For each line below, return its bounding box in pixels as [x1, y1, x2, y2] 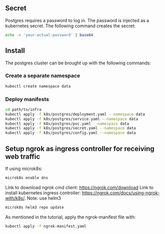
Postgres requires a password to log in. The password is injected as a [5, 17, 149, 23]
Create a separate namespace [5, 72, 80, 80]
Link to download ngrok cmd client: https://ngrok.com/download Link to [5, 184, 154, 190]
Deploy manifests [5, 96, 49, 103]
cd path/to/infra [5, 107, 42, 112]
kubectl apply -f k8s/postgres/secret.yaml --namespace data [5, 126, 136, 131]
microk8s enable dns [5, 176, 49, 181]
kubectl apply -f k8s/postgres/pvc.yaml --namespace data [5, 121, 129, 126]
